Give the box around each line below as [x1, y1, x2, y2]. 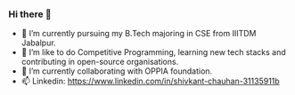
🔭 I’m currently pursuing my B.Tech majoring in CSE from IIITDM [20, 28, 257, 39]
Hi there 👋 [8, 8, 53, 20]
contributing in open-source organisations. [20, 57, 179, 67]
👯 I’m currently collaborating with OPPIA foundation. [20, 66, 213, 76]
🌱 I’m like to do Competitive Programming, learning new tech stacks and [20, 47, 286, 58]
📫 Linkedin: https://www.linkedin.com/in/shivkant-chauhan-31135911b [20, 75, 280, 87]
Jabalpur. [20, 37, 56, 48]
